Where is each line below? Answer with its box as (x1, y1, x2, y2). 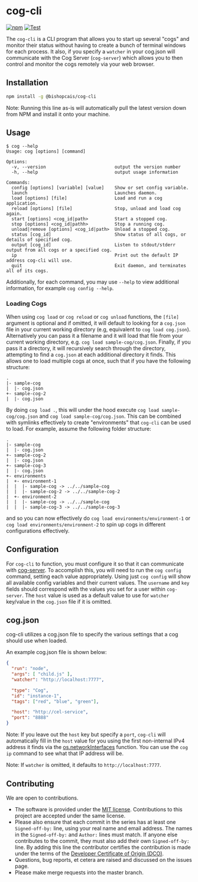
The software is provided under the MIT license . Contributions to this (14, 805, 183, 813)
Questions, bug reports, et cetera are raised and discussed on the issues (14, 856, 192, 863)
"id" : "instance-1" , (11, 693, 62, 699)
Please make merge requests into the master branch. (14, 868, 144, 876)
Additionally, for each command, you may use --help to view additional (6, 278, 179, 285)
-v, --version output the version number (11, 164, 181, 170)
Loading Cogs (6, 300, 47, 308)
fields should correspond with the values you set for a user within (6, 585, 165, 592)
